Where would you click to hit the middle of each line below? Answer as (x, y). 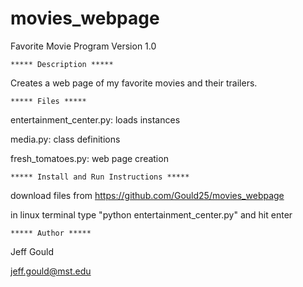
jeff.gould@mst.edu (51, 271)
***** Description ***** (62, 64)
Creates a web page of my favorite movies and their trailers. (134, 83)
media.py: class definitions (65, 139)
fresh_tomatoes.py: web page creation (89, 158)
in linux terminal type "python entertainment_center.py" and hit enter (151, 214)
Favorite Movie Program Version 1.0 (83, 46)
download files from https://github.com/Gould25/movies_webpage (147, 195)
